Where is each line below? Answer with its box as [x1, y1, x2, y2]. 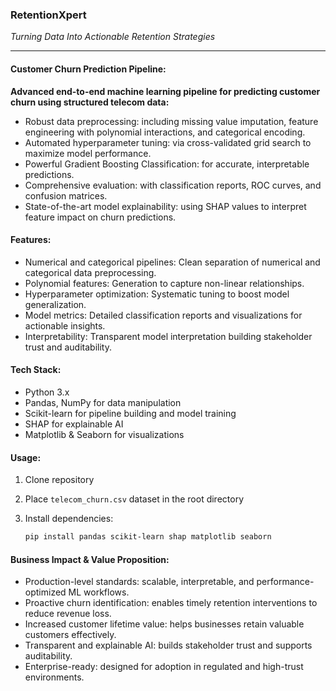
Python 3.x [24, 386, 70, 398]
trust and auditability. [24, 341, 112, 353]
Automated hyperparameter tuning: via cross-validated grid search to [24, 136, 312, 148]
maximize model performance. [24, 147, 152, 159]
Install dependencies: [24, 513, 114, 525]
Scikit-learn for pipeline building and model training [24, 407, 237, 419]
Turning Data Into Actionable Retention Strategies [10, 31, 216, 43]
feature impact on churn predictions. [24, 211, 177, 223]
